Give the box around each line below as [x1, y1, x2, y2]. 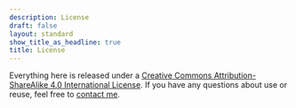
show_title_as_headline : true [9, 37, 122, 47]
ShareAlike [9, 80, 49, 90]
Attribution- [213, 70, 256, 81]
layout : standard [9, 29, 74, 38]
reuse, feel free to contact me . [9, 89, 120, 100]
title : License [9, 46, 66, 55]
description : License [9, 12, 90, 22]
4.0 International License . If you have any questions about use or [50, 80, 287, 90]
